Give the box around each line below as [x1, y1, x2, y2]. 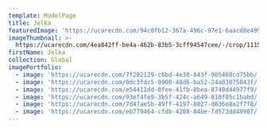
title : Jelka [8, 19, 52, 27]
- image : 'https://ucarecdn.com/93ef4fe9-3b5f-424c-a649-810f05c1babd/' [15, 93, 261, 101]
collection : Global [8, 56, 73, 64]
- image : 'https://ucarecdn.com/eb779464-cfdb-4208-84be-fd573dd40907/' [15, 108, 261, 116]
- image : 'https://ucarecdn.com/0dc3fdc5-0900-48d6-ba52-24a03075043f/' [15, 78, 261, 86]
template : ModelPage [8, 11, 77, 20]
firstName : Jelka [8, 48, 66, 56]
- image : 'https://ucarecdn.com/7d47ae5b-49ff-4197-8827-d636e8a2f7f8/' [15, 100, 261, 108]
